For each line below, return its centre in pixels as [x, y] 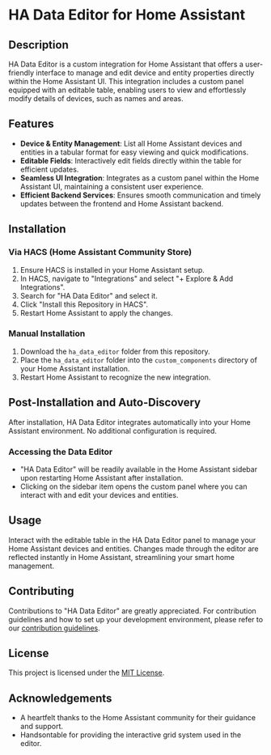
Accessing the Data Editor [61, 452]
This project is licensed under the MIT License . [87, 672]
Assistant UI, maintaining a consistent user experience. [112, 186]
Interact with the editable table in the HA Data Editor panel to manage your [132, 540]
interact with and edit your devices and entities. [99, 494]
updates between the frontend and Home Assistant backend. [122, 203]
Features [31, 124]
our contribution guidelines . [54, 628]
